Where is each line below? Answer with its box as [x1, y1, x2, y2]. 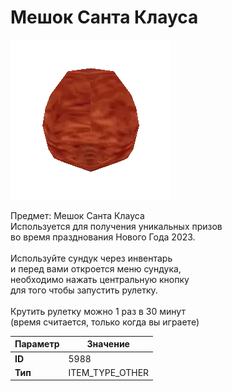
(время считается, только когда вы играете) [10, 316, 200, 328]
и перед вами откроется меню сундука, [10, 262, 182, 275]
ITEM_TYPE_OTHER [68, 366, 150, 378]
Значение [86, 338, 130, 350]
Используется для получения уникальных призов [10, 220, 223, 232]
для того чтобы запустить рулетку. [10, 284, 158, 296]
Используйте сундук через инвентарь [10, 252, 173, 264]
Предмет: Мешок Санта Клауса [10, 209, 145, 221]
